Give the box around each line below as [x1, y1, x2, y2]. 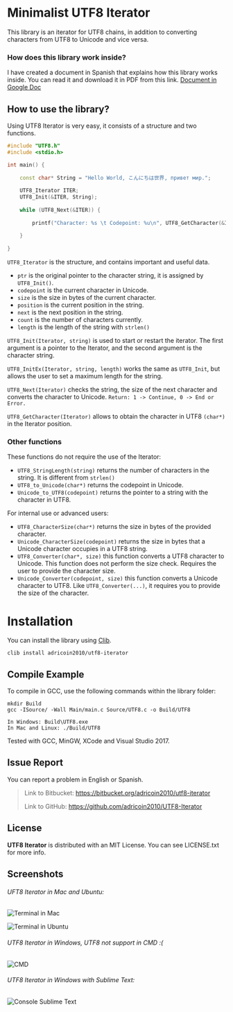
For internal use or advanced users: [7, 509, 109, 518]
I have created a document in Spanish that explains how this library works [7, 68, 218, 77]
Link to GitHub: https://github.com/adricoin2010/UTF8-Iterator [24, 802, 202, 810]
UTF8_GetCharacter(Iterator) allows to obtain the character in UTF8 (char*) [7, 412, 225, 421]
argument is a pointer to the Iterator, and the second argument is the [7, 344, 202, 352]
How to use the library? [7, 103, 110, 115]
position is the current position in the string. [17, 301, 144, 310]
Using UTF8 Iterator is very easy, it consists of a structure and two [7, 121, 197, 130]
